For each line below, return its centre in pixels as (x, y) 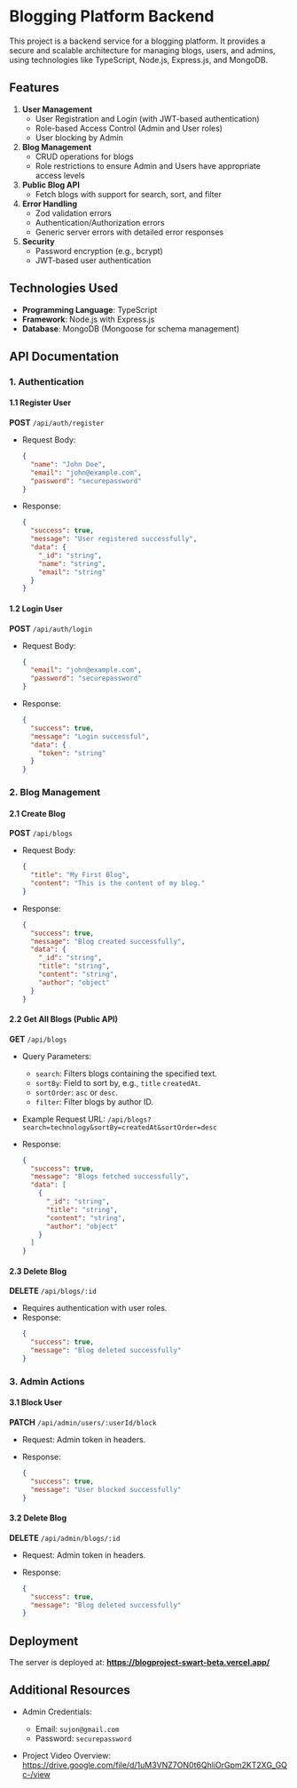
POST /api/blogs (41, 834)
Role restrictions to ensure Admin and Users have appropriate (148, 165)
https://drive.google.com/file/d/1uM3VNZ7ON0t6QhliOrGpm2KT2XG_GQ (155, 1765)
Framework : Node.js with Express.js (88, 319)
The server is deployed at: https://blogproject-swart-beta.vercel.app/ (140, 1663)
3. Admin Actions (47, 1381)
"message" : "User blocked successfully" (106, 1489)
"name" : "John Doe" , (68, 464)
